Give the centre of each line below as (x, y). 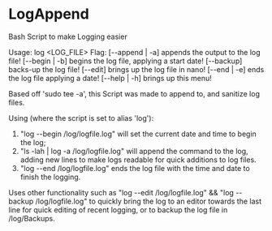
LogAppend (49, 14)
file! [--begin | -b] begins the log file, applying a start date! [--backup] (125, 61)
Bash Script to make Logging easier (68, 36)
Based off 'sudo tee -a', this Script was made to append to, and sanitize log (134, 93)
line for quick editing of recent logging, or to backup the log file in (118, 210)
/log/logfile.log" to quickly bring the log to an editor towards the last (149, 201)
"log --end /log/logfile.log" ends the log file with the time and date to (135, 168)
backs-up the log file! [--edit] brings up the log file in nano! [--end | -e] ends (136, 69)
